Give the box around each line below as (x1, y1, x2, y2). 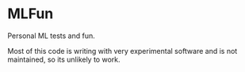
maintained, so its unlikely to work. (7, 55, 121, 64)
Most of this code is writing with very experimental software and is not (7, 46, 238, 55)
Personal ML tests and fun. (7, 31, 96, 40)
